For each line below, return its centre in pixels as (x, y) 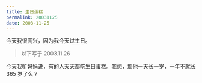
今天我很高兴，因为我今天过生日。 (48, 41)
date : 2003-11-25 (28, 23)
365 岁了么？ (23, 74)
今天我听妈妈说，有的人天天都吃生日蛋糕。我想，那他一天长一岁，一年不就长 (101, 66)
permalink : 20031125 (32, 17)
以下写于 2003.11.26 (45, 54)
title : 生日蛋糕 (25, 12)
